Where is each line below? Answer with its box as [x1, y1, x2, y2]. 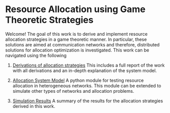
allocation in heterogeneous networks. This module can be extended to [12, 82, 161, 89]
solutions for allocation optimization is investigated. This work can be [5, 47, 149, 53]
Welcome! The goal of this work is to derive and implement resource [5, 31, 148, 37]
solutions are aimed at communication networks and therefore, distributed [5, 41, 160, 47]
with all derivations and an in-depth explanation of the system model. [12, 67, 157, 74]
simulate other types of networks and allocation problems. [12, 88, 135, 94]
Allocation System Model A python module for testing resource [12, 77, 144, 83]
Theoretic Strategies [5, 14, 94, 26]
